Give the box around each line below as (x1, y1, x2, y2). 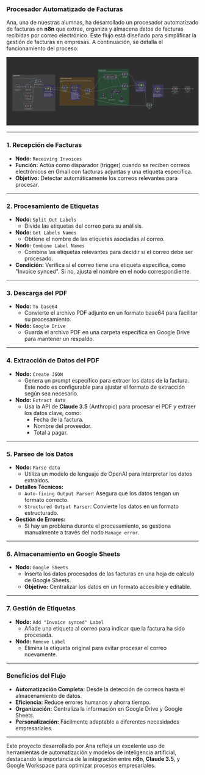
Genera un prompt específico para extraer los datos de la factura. (24, 376, 190, 384)
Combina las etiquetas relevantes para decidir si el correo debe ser (24, 249, 193, 256)
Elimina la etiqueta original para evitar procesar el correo (24, 644, 167, 651)
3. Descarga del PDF (6, 288, 68, 297)
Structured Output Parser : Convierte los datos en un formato (24, 503, 179, 510)
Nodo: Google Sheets (15, 564, 69, 571)
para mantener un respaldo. (24, 335, 95, 343)
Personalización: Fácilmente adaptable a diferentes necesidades (15, 718, 180, 725)
